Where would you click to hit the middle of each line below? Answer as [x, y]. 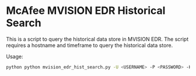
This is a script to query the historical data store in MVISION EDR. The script [97, 39]
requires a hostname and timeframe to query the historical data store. [90, 45]
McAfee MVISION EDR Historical [86, 11]
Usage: [15, 56]
